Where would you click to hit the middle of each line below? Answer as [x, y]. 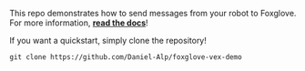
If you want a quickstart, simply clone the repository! [108, 41]
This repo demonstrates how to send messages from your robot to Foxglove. [153, 13]
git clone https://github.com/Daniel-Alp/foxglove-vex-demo [126, 57]
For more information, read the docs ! [79, 23]
